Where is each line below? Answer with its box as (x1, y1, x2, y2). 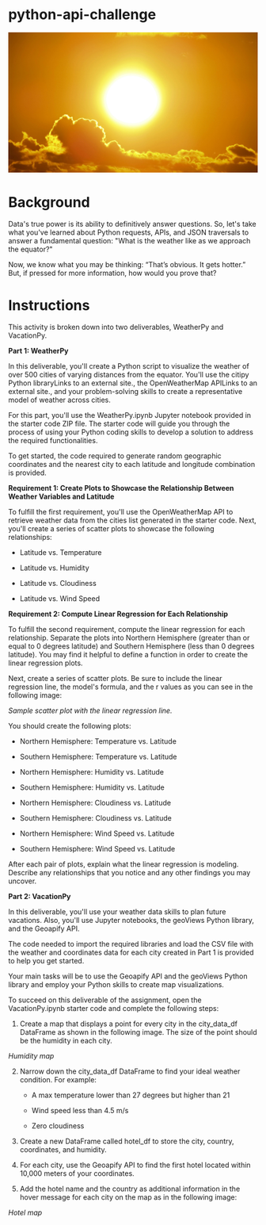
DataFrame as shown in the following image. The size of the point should (19, 1028, 257, 1037)
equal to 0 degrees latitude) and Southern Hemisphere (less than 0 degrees (8, 641, 255, 651)
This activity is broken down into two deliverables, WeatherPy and (8, 323, 224, 332)
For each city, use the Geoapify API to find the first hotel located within (19, 1160, 251, 1170)
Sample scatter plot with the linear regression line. (8, 706, 173, 715)
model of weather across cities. (8, 395, 111, 405)
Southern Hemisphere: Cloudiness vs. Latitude (19, 813, 172, 823)
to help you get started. (8, 956, 85, 966)
